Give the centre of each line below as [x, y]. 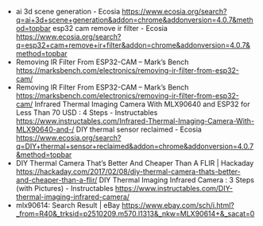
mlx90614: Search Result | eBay [68, 205]
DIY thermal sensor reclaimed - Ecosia [139, 129]
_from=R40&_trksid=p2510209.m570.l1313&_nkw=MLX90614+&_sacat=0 [135, 214]
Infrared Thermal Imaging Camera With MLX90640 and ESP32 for [142, 104]
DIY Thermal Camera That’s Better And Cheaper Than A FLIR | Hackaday [135, 163]
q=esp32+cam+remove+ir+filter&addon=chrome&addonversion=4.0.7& [133, 45]
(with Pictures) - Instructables [64, 188]
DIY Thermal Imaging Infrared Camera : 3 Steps [176, 180]
